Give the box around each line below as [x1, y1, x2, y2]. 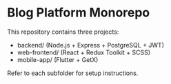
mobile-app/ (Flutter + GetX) [17, 55, 99, 63]
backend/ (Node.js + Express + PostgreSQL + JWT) [17, 41, 164, 49]
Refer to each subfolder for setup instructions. [7, 69, 139, 77]
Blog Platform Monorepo [7, 5, 150, 21]
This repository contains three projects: [7, 28, 119, 36]
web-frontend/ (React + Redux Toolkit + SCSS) [17, 48, 150, 56]
